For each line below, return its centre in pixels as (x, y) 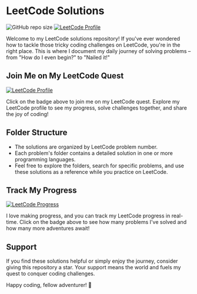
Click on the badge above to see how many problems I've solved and (103, 222)
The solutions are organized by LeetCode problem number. (86, 147)
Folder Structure (37, 133)
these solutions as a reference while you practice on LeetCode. (91, 171)
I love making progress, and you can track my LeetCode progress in (88, 216)
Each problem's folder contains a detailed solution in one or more (94, 153)
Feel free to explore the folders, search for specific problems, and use (99, 166)
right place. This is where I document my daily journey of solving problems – (98, 51)
